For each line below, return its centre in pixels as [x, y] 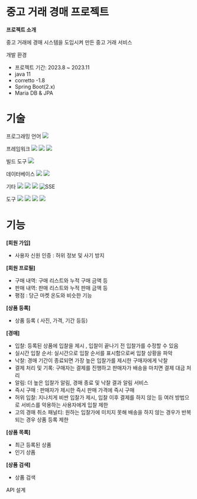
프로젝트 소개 [21, 30]
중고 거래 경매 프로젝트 [58, 12]
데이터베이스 [21, 174]
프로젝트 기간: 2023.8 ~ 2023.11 [52, 67]
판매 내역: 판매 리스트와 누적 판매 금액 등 [61, 288]
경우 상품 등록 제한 [47, 419]
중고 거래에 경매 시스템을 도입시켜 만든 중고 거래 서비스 [69, 42]
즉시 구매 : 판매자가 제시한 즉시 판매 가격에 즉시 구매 [75, 390]
